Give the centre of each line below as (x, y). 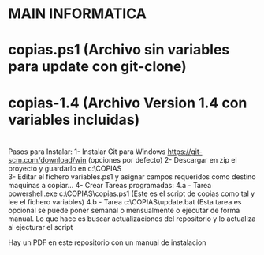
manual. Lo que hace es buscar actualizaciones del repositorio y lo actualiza (132, 219)
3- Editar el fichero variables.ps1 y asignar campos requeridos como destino (132, 176)
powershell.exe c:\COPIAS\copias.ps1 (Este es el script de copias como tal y (132, 193)
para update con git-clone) (97, 67)
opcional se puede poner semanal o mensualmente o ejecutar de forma (124, 210)
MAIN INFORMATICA (78, 14)
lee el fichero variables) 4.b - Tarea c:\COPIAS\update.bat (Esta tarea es (125, 201)
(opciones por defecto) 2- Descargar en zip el (163, 159)
